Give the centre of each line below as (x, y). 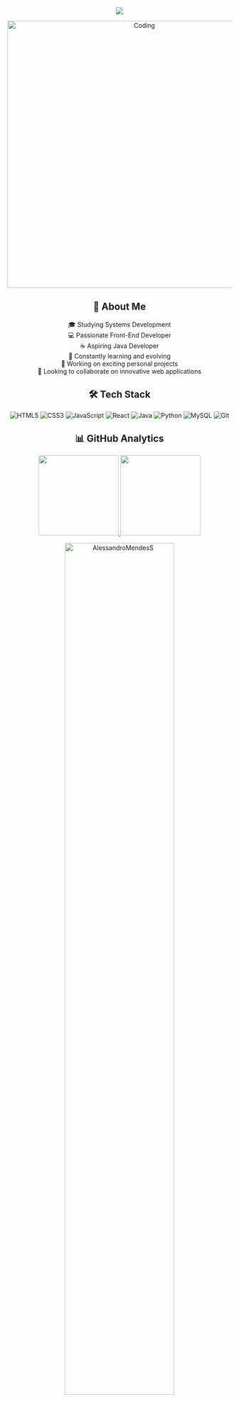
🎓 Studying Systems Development (119, 324)
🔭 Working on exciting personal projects (119, 364)
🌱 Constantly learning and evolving (119, 356)
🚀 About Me (119, 307)
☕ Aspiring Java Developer (119, 346)
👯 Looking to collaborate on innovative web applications (119, 371)
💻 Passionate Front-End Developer (119, 335)
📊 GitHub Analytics (119, 439)
